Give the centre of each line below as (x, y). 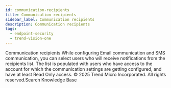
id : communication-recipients (38, 10)
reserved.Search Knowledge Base (41, 80)
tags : (11, 29)
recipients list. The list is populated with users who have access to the (79, 64)
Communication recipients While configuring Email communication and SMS (86, 53)
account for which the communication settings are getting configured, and (83, 69)
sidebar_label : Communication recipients (50, 19)
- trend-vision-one (31, 39)
